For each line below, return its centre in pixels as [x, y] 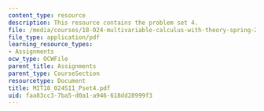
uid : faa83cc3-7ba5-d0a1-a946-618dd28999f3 [81, 95]
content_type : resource [47, 15]
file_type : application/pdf [54, 37]
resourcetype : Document [47, 81]
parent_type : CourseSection [54, 73]
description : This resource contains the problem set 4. [103, 23]
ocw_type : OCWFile [38, 59]
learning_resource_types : [50, 45]
